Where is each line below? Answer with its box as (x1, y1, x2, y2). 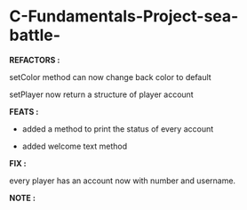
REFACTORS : (9, 54, 60, 65)
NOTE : (9, 192, 36, 203)
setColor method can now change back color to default (9, 71, 211, 82)
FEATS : (9, 106, 39, 117)
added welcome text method (21, 141, 127, 151)
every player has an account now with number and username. (9, 175, 236, 186)
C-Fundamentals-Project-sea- (9, 6, 239, 27)
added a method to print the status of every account (21, 123, 214, 134)
